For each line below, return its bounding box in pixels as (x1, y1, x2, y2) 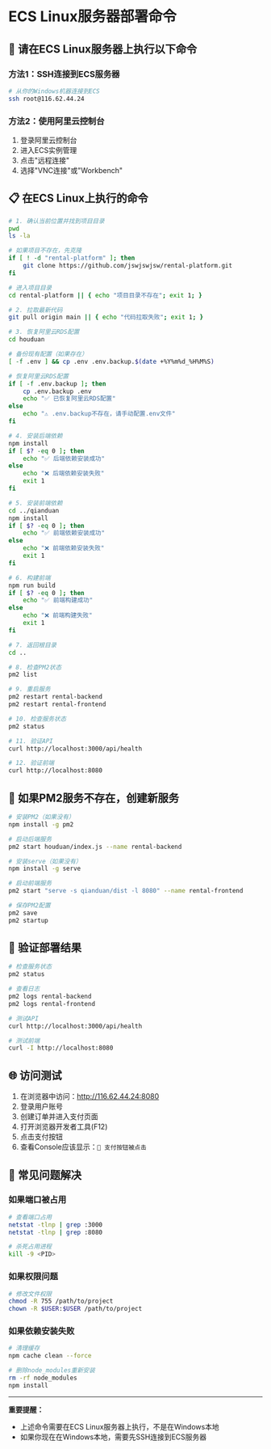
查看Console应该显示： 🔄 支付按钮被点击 (19, 1142, 147, 1152)
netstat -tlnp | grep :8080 (8, 1228, 103, 1236)
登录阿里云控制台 (19, 135, 77, 145)
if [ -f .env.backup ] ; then (8, 379, 106, 388)
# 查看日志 (8, 985, 40, 993)
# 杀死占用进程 (8, 1243, 52, 1251)
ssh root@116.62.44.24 (8, 95, 85, 103)
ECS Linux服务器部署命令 (8, 7, 177, 26)
